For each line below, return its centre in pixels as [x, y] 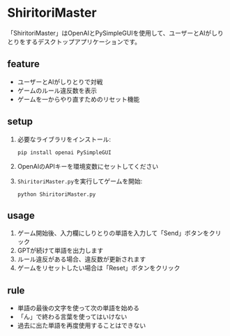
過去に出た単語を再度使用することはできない [82, 326]
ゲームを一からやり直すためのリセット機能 [78, 99]
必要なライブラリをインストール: [64, 139]
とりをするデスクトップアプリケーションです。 [74, 41]
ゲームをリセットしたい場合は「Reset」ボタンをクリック [99, 268]
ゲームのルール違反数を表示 [57, 90]
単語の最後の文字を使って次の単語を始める [78, 308]
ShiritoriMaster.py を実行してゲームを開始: [80, 181]
